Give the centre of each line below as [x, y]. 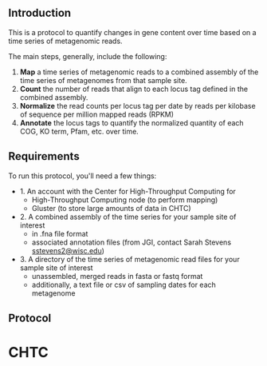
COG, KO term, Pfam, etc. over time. [79, 131]
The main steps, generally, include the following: [88, 56]
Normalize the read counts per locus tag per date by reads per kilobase [138, 105]
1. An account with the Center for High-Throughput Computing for [128, 191]
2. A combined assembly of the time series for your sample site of [128, 217]
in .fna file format [60, 233]
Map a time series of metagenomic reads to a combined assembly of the [139, 72]
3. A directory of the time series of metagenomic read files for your [130, 259]
